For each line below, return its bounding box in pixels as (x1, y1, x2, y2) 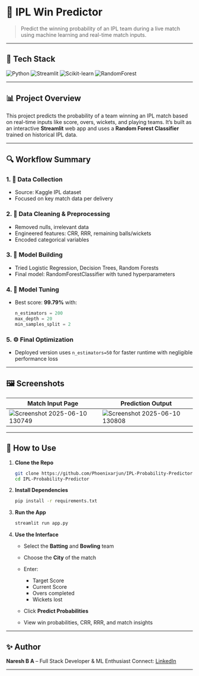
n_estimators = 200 (14, 310, 63, 316)
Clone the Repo (14, 459, 54, 466)
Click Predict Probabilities (23, 608, 89, 615)
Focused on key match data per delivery (14, 195, 114, 202)
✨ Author (6, 642, 41, 652)
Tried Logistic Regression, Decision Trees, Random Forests (14, 264, 159, 271)
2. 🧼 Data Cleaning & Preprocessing (6, 210, 111, 218)
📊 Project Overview (6, 93, 81, 103)
